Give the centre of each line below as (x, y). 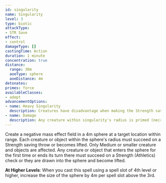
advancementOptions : (26, 102)
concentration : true (26, 60)
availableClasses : (24, 92)
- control (15, 42)
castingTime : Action (26, 51)
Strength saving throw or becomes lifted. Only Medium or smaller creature (81, 144)
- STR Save (16, 33)
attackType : (17, 28)
